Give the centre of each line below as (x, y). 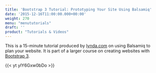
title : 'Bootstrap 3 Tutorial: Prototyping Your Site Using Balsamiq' (78, 9)
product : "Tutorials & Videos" (37, 32)
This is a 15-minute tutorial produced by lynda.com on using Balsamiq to (78, 46)
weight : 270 (17, 18)
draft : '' (15, 28)
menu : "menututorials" (28, 23)
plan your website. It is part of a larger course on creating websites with (78, 51)
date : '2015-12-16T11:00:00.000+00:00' (46, 14)
